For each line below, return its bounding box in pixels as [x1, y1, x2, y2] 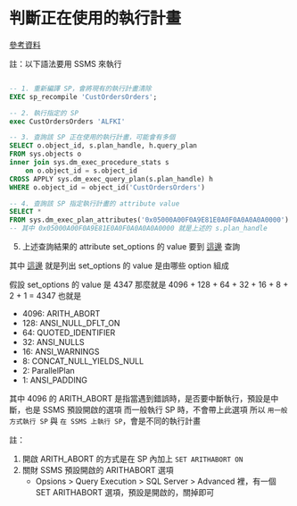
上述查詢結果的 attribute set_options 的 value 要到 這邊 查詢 [21, 241, 241, 252]
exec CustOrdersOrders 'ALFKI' [9, 117, 126, 126]
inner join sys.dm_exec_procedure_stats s [9, 158, 169, 167]
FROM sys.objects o [9, 149, 82, 159]
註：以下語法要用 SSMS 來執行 [9, 58, 122, 69]
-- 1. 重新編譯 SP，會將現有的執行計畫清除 [9, 84, 152, 93]
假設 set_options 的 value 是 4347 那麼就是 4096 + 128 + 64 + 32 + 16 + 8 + [9, 279, 289, 291]
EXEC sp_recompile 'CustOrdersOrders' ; [9, 92, 158, 101]
